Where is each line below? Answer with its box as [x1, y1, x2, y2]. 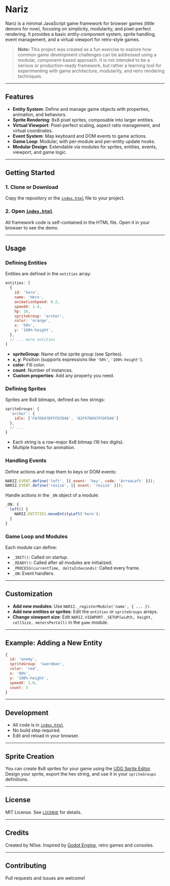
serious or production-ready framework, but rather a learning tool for [17, 62, 162, 68]
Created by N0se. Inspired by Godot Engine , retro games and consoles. [5, 842, 154, 848]
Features [5, 93, 34, 101]
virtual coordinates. [12, 128, 53, 134]
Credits [5, 829, 29, 837]
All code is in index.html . [12, 722, 65, 728]
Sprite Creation [5, 752, 55, 760]
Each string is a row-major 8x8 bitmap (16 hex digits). [12, 439, 124, 445]
